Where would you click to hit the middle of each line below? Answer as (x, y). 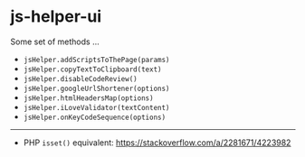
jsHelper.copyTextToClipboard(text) (92, 69)
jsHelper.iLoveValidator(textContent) (96, 107)
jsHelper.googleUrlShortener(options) (96, 88)
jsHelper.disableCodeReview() (81, 78)
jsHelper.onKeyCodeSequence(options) (95, 117)
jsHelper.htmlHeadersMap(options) (88, 98)
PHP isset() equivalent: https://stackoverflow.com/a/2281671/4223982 (157, 143)
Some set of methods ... (55, 42)
